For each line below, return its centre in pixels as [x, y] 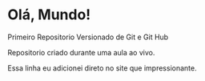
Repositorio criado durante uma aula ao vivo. [81, 52]
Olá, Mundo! [49, 15]
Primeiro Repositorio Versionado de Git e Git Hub [88, 37]
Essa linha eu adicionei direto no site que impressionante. [102, 68]
